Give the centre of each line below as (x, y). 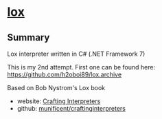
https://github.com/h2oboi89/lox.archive (65, 74)
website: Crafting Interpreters (59, 101)
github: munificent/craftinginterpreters (71, 108)
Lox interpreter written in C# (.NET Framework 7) (76, 54)
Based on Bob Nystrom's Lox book (56, 88)
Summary (28, 37)
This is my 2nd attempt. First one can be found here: (81, 67)
